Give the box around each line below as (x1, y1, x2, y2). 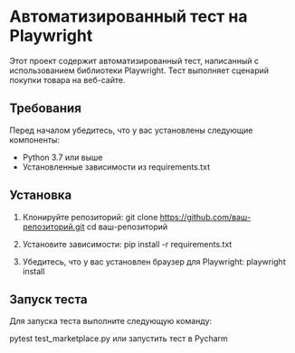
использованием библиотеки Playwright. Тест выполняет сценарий (9, 65, 270, 76)
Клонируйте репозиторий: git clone (22, 211, 158, 222)
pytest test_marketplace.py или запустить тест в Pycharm (9, 333, 228, 344)
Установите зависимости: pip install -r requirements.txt (22, 238, 233, 249)
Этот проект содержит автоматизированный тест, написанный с (9, 55, 260, 66)
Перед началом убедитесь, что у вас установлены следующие (9, 125, 253, 135)
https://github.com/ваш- (159, 211, 252, 222)
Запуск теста (9, 292, 88, 307)
